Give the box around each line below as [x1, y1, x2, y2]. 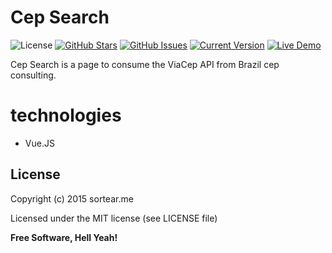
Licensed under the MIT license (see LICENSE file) [10, 212, 218, 224]
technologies [10, 104, 122, 127]
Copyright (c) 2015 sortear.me [10, 192, 134, 205]
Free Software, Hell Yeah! [10, 231, 118, 243]
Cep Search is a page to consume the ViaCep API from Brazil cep [10, 58, 280, 70]
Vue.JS [24, 137, 55, 149]
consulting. [10, 69, 57, 81]
